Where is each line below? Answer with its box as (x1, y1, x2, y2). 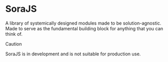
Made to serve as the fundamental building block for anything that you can (5, 25, 163, 31)
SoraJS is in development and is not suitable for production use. (5, 51, 141, 57)
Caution (5, 40, 22, 47)
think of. (5, 31, 23, 37)
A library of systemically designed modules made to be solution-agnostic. (5, 20, 162, 26)
